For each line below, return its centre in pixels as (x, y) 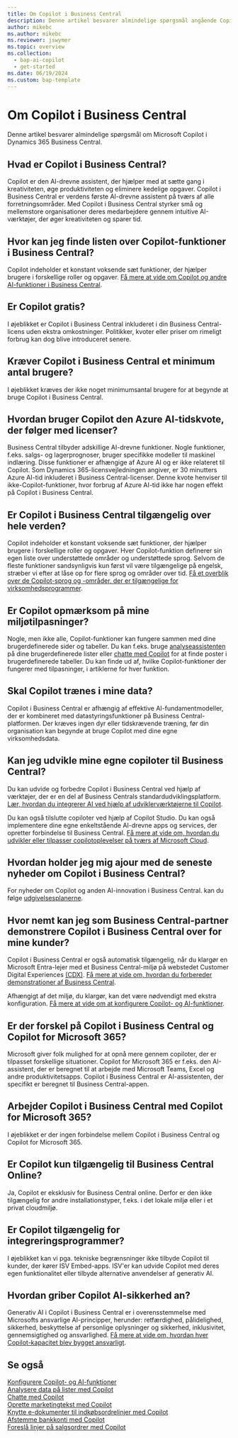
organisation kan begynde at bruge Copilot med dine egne (92, 730)
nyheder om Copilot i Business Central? (96, 874)
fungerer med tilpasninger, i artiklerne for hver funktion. (89, 669)
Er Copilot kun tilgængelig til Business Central (110, 1165)
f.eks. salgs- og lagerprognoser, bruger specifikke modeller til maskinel (111, 455)
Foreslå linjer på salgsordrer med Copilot (67, 1427)
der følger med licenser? (63, 430)
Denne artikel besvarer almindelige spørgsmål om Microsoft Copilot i (107, 135)
